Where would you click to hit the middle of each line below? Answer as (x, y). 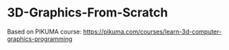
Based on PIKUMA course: (44, 32)
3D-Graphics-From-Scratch (88, 13)
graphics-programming (40, 38)
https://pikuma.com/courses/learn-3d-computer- (152, 32)
